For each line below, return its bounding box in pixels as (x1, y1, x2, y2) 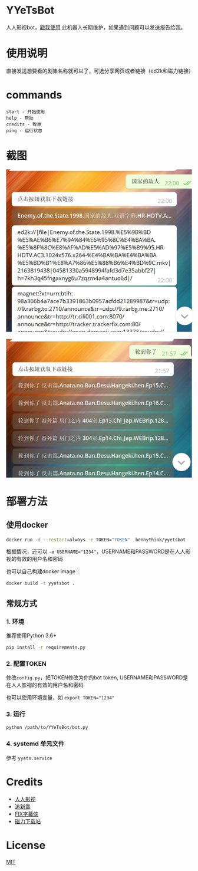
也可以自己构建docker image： (6, 568, 81, 575)
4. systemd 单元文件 (6, 739, 65, 748)
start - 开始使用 (6, 109, 45, 115)
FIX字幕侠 (14, 810, 39, 817)
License (6, 839, 46, 852)
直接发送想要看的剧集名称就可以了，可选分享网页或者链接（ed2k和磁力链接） (6, 67, 194, 74)
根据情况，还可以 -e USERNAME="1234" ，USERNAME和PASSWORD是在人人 (6, 548, 186, 555)
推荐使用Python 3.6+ (6, 632, 57, 639)
